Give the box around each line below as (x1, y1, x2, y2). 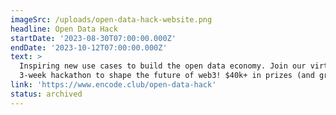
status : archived (10, 89, 83, 99)
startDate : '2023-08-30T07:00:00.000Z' (10, 33, 177, 43)
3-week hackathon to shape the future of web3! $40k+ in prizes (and (19, 71, 315, 81)
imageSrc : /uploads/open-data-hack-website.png (10, 14, 213, 25)
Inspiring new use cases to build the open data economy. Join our (19, 61, 307, 71)
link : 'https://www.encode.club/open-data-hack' (10, 80, 217, 90)
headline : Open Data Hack (10, 24, 118, 34)
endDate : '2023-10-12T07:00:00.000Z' (10, 42, 168, 53)
